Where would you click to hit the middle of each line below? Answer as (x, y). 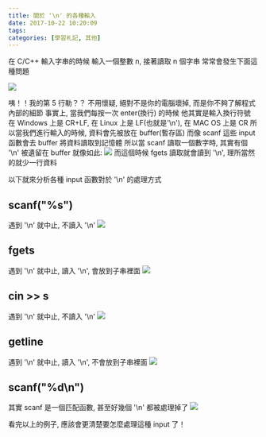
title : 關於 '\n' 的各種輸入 (52, 15)
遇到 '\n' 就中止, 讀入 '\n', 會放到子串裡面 (75, 270)
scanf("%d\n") (46, 387)
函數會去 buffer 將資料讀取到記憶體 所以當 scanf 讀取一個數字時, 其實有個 (128, 143)
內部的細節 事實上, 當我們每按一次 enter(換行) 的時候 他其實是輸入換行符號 (130, 113)
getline (26, 342)
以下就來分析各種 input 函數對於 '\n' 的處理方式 (85, 180)
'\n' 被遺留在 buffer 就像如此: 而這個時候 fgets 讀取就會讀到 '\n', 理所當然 (132, 153)
